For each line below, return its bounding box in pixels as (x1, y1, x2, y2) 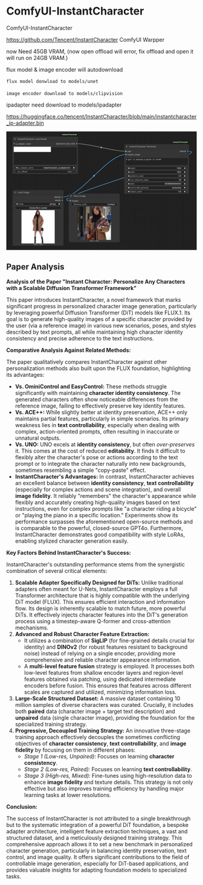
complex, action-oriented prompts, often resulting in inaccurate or (14, 428, 180, 435)
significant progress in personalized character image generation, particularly (6, 302, 197, 310)
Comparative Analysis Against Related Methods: (6, 346, 131, 354)
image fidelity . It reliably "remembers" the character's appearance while (14, 492, 196, 499)
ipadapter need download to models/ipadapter (6, 101, 122, 108)
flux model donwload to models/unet (6, 78, 98, 84)
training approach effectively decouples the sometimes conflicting (14, 733, 180, 740)
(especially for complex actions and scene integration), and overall (14, 486, 181, 493)
